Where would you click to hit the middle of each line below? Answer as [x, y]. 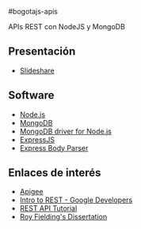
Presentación [42, 52]
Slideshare [37, 70]
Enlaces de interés [55, 173]
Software [31, 95]
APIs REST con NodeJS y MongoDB [67, 26]
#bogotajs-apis [33, 11]
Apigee [31, 192]
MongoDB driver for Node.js [66, 131]
